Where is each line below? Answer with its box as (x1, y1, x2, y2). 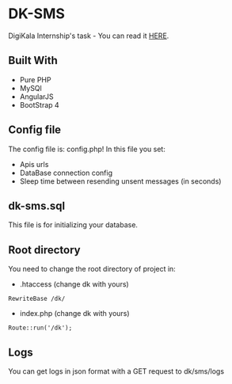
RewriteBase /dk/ (8, 295, 66, 303)
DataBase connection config (19, 168, 113, 177)
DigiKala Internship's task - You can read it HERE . (8, 31, 169, 40)
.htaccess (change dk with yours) (19, 279, 129, 289)
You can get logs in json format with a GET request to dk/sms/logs (8, 367, 224, 376)
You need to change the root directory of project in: (8, 264, 176, 274)
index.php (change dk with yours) (19, 309, 130, 318)
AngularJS (19, 92, 54, 101)
